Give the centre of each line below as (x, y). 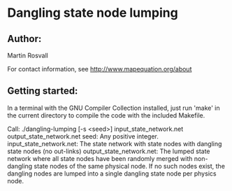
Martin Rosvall (28, 55)
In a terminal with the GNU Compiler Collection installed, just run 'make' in (114, 108)
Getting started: (43, 91)
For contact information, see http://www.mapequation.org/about (100, 69)
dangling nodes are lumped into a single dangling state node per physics (112, 174)
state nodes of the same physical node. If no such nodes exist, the (130, 166)
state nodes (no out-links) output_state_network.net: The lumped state (109, 151)
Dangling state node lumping (93, 13)
